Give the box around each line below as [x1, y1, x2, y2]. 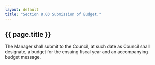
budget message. [5, 54, 41, 60]
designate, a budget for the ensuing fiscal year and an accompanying [5, 49, 148, 55]
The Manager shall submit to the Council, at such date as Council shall [5, 43, 150, 50]
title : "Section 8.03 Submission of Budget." [5, 12, 101, 17]
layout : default [5, 7, 39, 12]
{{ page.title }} [5, 30, 51, 39]
